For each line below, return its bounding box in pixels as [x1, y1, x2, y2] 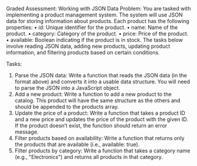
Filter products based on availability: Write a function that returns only [14, 135, 185, 141]
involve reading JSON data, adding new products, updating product [6, 43, 170, 50]
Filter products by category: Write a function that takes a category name [14, 147, 191, 154]
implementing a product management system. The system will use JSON [6, 11, 183, 18]
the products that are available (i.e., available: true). [14, 141, 140, 148]
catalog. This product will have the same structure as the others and [14, 97, 181, 104]
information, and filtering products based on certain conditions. [6, 49, 160, 56]
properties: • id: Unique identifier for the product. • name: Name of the [6, 24, 178, 31]
